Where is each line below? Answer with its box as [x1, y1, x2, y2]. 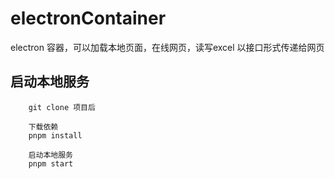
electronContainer [10, 7, 167, 30]
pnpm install [28, 130, 83, 141]
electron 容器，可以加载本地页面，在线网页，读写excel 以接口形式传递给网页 [10, 41, 325, 53]
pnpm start [28, 158, 74, 169]
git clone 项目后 [28, 102, 96, 112]
